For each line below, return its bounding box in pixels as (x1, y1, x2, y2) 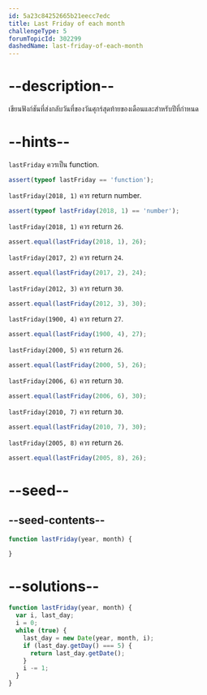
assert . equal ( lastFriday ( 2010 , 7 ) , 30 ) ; (8, 423, 148, 431)
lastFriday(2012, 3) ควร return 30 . (8, 283, 124, 293)
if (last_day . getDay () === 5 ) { (23, 641, 132, 650)
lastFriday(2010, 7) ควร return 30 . (8, 407, 124, 417)
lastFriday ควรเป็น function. (8, 160, 100, 169)
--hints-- (8, 133, 71, 151)
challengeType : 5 (8, 27, 67, 35)
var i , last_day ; (15, 611, 75, 619)
